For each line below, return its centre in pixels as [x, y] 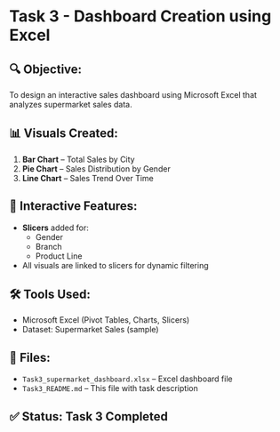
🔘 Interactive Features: [73, 206]
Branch [48, 246]
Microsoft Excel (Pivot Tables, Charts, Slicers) [106, 320]
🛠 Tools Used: [50, 295]
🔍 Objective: [46, 69]
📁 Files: [30, 357]
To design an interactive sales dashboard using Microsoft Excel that [133, 95]
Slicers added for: [55, 228]
